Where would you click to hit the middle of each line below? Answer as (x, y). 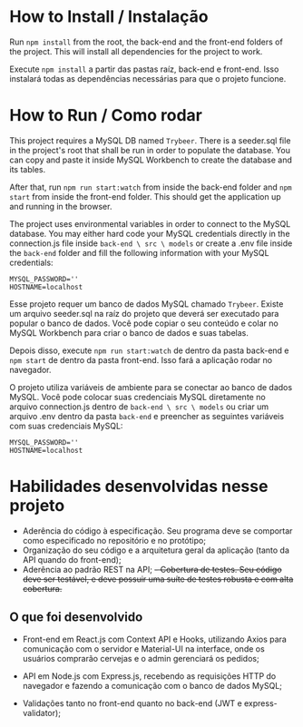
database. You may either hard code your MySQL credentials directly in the (150, 233)
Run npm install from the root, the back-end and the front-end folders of (146, 42)
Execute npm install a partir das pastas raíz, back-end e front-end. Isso (144, 69)
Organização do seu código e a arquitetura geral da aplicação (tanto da (156, 550)
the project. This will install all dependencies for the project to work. (136, 51)
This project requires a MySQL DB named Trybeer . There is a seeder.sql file (150, 140)
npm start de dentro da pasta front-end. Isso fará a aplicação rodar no (141, 359)
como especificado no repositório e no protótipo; (114, 540)
